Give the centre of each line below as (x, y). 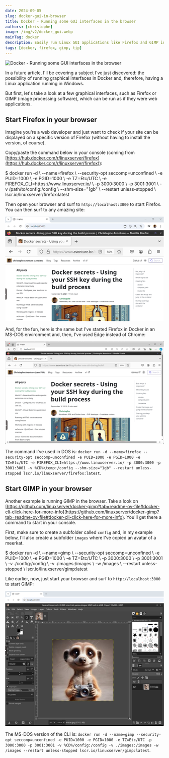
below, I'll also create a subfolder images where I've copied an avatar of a (81, 537)
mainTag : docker (22, 37)
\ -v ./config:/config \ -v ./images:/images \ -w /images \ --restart (73, 563)
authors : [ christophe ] (29, 27)
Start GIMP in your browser (49, 489)
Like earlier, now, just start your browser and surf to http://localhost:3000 (83, 578)
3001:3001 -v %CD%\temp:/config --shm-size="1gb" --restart (70, 468)
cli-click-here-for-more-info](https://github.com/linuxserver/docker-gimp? (82, 512)
